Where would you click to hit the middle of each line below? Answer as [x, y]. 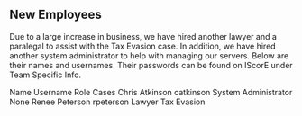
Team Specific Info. [46, 75]
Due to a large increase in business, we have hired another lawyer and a [143, 36]
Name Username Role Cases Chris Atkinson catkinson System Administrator [151, 92]
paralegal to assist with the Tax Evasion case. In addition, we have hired [143, 46]
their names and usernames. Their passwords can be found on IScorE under [151, 65]
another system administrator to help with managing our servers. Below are [149, 55]
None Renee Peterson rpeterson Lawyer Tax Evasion [107, 102]
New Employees [55, 15]
